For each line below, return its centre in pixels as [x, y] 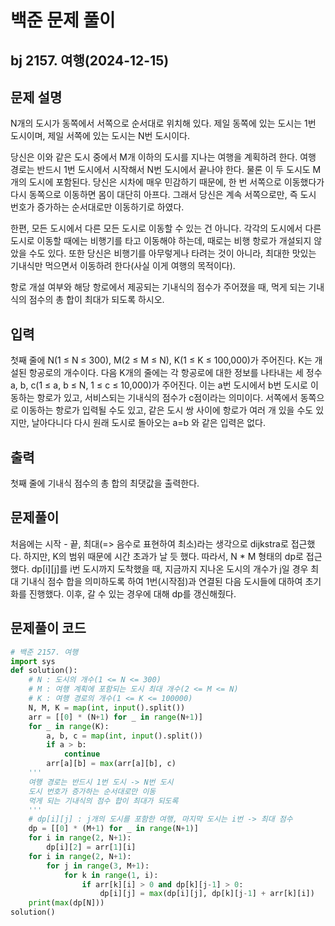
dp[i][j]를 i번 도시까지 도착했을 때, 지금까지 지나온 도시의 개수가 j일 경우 [170, 568]
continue [82, 754]
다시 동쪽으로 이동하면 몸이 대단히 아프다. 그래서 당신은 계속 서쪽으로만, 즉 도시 [163, 195]
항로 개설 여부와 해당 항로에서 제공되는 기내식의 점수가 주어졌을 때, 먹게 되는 [158, 287]
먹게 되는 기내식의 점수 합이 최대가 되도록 [103, 801]
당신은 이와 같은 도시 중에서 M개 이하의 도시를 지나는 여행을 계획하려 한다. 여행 [163, 157]
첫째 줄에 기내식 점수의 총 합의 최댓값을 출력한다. [105, 483]
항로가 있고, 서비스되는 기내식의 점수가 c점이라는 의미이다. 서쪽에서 [167, 398]
